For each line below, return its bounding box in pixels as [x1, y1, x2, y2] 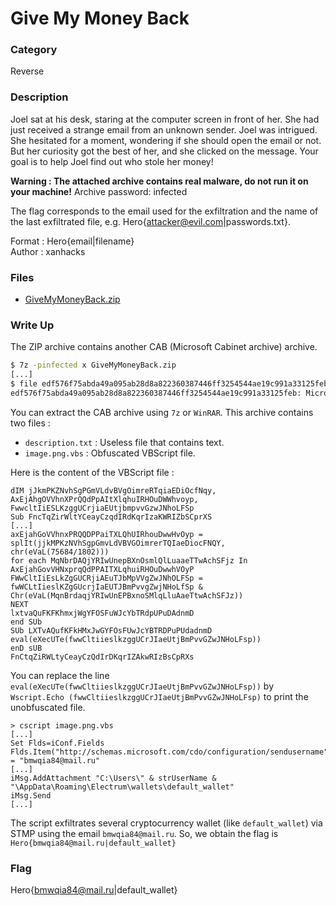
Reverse [10, 65, 45, 77]
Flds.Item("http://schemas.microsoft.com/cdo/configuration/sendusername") [10, 747, 333, 757]
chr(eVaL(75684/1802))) [10, 547, 110, 557]
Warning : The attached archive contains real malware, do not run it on [10, 175, 309, 187]
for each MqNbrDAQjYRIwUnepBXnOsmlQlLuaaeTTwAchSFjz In [10, 555, 248, 566]
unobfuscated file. [10, 701, 86, 713]
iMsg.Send [10, 790, 52, 801]
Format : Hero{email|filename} [10, 235, 135, 247]
